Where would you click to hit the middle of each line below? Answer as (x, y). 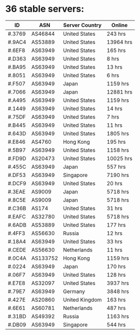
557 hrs (116, 167)
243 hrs (116, 34)
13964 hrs (119, 42)
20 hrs (115, 183)
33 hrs (115, 241)
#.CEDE (17, 250)
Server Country (82, 25)
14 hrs (115, 108)
